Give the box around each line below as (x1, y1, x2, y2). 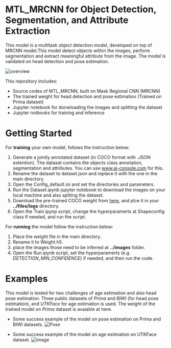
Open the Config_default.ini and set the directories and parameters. (12, 181, 155, 187)
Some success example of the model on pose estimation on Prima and (12, 316, 161, 322)
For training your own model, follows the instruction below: (5, 144, 130, 150)
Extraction (5, 25, 51, 37)
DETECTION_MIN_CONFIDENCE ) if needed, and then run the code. (12, 255, 154, 261)
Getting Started (5, 127, 72, 139)
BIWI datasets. (12, 321, 43, 327)
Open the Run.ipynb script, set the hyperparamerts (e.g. (12, 250, 131, 256)
